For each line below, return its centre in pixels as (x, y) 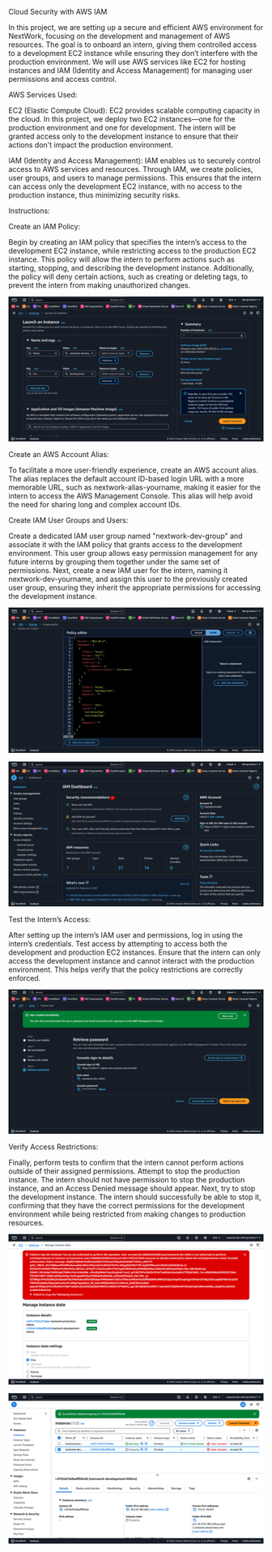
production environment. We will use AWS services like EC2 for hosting (127, 62)
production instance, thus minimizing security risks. (94, 195)
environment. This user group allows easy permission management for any (133, 554)
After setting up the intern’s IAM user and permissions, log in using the (126, 934)
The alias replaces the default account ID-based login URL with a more (126, 479)
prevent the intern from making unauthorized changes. (100, 285)
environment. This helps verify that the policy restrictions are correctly (126, 969)
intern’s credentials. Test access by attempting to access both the (118, 943)
